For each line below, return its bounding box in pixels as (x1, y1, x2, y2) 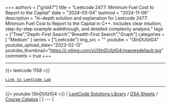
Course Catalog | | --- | (5, 96, 54, 102)
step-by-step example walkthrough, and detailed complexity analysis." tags (5, 26, 163, 32)
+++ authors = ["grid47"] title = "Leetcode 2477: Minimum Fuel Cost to (5, 5, 154, 10)
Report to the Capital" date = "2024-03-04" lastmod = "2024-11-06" (5, 10, 149, 16)
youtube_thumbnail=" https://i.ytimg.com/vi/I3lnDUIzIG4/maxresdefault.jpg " (5, 48, 164, 53)
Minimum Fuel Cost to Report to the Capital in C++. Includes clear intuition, (5, 20, 162, 26)
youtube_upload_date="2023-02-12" (5, 42, 83, 48)
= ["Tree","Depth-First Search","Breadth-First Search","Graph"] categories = (5, 31, 165, 37)
